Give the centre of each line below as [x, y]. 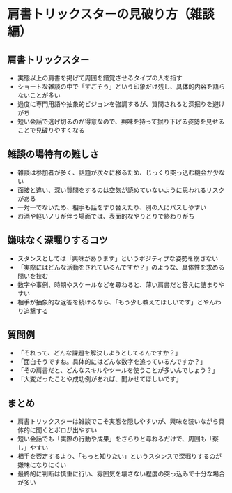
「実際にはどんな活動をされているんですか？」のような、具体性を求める [121, 267]
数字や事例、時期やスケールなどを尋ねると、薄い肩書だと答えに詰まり [118, 284]
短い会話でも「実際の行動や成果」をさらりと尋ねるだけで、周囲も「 [115, 439]
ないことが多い [39, 95]
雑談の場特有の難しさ [53, 154]
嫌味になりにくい [42, 465]
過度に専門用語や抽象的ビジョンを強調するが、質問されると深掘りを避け [121, 104]
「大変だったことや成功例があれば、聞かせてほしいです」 [100, 379]
